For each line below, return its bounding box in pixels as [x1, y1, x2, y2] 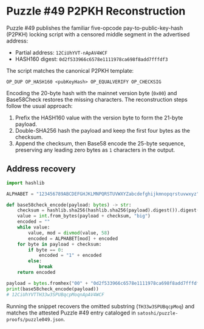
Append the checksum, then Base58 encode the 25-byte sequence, [15, 139, 185, 147]
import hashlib [6, 180, 45, 186]
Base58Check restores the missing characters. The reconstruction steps [6, 96, 188, 103]
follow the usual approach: [6, 102, 73, 110]
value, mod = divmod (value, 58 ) [28, 230, 110, 236]
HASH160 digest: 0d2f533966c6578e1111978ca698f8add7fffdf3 [15, 55, 168, 62]
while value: [17, 224, 50, 230]
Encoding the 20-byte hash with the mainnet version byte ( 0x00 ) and [6, 89, 177, 96]
